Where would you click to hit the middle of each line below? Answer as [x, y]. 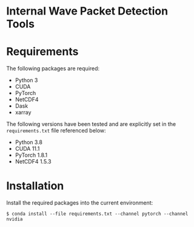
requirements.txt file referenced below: [56, 131]
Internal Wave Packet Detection [87, 11]
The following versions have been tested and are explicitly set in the [91, 124]
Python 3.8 [28, 142]
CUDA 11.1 [27, 149]
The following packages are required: [53, 68]
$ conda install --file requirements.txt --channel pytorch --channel [97, 214]
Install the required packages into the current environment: [80, 203]
